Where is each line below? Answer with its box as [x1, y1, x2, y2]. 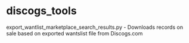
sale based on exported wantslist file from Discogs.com [6, 29, 143, 37]
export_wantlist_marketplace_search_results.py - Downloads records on [6, 24, 184, 31]
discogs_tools [6, 4, 77, 18]
